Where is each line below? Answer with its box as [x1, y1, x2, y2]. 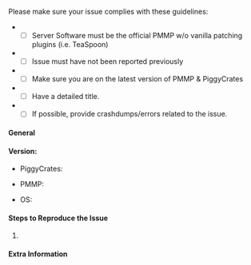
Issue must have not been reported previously [31, 57, 184, 66]
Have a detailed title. [31, 92, 100, 101]
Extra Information [8, 249, 68, 259]
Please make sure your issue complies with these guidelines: [8, 7, 209, 16]
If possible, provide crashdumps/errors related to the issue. [31, 109, 228, 119]
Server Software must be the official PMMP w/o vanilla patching [31, 31, 243, 40]
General [8, 128, 36, 137]
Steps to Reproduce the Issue [8, 213, 109, 223]
